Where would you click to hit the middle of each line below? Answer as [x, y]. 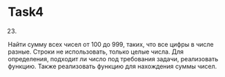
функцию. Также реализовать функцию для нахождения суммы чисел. [112, 66]
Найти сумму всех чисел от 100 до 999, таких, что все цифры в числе [111, 44]
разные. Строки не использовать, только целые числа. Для [96, 52]
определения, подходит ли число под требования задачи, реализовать [113, 58]
